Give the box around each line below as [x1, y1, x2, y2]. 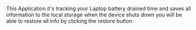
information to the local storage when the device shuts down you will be [6, 11, 182, 18]
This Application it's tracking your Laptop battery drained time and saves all [6, 5, 191, 12]
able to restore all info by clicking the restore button [6, 18, 132, 24]
